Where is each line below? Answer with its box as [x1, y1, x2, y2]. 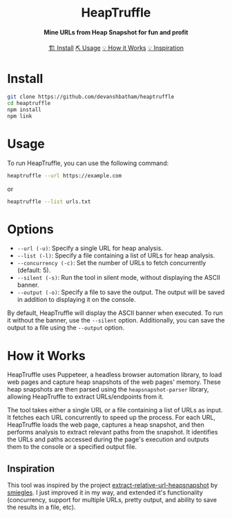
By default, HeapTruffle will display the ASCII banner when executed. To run [7, 309, 223, 317]
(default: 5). [17, 266, 51, 274]
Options [7, 221, 54, 237]
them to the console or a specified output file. [7, 443, 137, 451]
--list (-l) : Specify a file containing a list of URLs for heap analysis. [17, 251, 215, 260]
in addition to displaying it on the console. [17, 296, 136, 304]
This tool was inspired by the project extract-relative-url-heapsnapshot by [7, 481, 218, 490]
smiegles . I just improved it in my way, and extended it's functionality [7, 488, 204, 497]
